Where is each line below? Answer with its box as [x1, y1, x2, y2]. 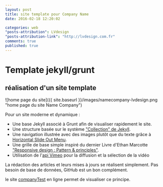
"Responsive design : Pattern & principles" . [12, 147, 99, 153]
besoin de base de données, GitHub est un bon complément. [5, 167, 129, 173]
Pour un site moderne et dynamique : [5, 111, 80, 117]
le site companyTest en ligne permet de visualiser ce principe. [5, 176, 131, 182]
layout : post [5, 7, 32, 12]
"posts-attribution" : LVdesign [5, 30, 69, 35]
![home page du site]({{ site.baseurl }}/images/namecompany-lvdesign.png [5, 96, 158, 103]
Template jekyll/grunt [5, 64, 95, 75]
